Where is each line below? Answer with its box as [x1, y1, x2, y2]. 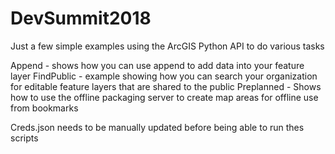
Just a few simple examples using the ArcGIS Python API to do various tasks [10, 40, 325, 52]
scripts [10, 132, 39, 144]
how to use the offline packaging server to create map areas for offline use [10, 91, 319, 103]
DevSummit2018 [10, 7, 152, 30]
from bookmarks [10, 102, 79, 114]
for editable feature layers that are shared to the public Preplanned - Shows [10, 80, 322, 92]
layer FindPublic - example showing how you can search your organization [10, 70, 318, 82]
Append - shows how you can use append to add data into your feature [10, 59, 305, 71]
